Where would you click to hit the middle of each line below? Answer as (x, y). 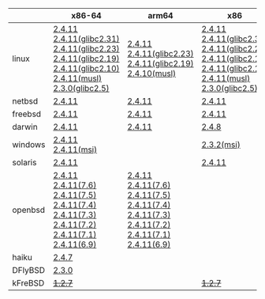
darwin (25, 127)
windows (29, 144)
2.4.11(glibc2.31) (86, 39)
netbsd (25, 101)
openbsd (29, 210)
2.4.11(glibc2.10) (86, 68)
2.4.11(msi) (75, 149)
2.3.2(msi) (221, 144)
